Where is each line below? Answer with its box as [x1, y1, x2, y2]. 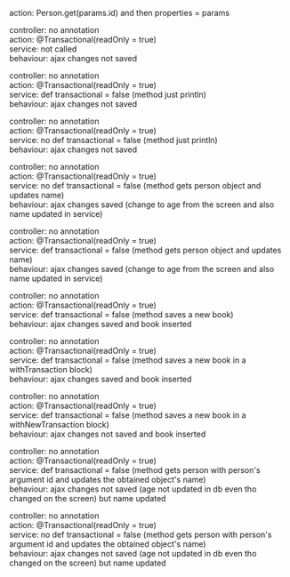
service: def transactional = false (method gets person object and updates [9, 244, 282, 255]
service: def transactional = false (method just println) [9, 89, 207, 100]
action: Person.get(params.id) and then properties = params [9, 8, 230, 18]
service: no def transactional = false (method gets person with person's [9, 529, 272, 540]
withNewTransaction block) [9, 420, 109, 429]
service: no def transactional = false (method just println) [9, 135, 218, 145]
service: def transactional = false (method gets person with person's [9, 465, 261, 475]
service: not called [9, 44, 77, 54]
